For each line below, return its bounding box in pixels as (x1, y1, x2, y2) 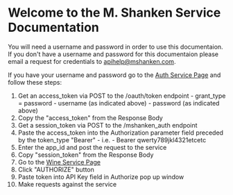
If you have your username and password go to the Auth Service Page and (8, 71, 221, 79)
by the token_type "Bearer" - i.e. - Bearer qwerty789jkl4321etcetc (17, 135, 207, 144)
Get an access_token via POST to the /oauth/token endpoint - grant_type (17, 92, 226, 100)
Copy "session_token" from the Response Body (17, 151, 154, 159)
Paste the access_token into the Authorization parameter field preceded (17, 128, 224, 137)
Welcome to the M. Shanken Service (8, 5, 221, 21)
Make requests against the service (17, 180, 117, 188)
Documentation (8, 19, 100, 35)
